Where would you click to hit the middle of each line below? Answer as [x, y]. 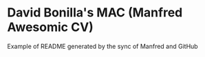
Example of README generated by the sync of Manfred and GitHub [102, 46]
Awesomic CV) [51, 27]
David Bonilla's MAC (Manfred [95, 13]
